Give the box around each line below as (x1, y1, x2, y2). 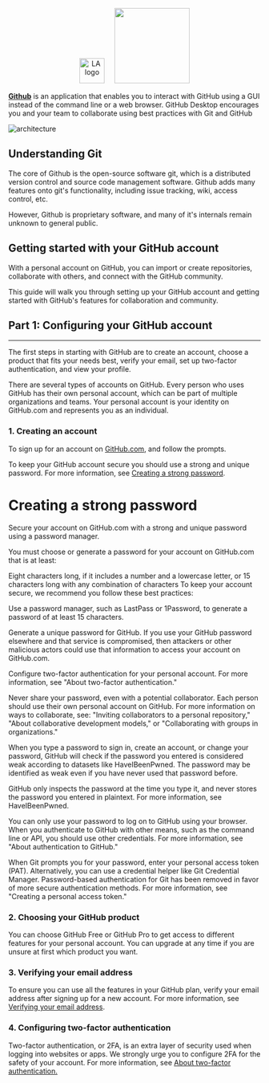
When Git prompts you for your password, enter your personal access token (8, 857, 259, 867)
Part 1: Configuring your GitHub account (8, 319, 213, 332)
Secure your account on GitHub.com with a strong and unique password (8, 523, 247, 532)
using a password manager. (8, 531, 100, 541)
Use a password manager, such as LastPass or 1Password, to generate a (8, 603, 248, 613)
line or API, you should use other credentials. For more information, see (8, 833, 243, 843)
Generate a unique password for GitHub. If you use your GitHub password (8, 627, 252, 637)
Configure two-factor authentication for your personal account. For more (8, 669, 248, 678)
